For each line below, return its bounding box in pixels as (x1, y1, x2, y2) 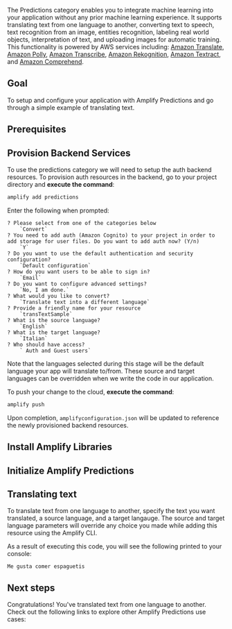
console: (7, 550, 33, 558)
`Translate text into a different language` (19, 299, 150, 305)
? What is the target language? (7, 329, 100, 336)
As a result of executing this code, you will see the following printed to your (7, 542, 222, 551)
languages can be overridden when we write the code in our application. (7, 374, 215, 383)
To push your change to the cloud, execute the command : (7, 387, 175, 396)
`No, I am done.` (19, 286, 70, 294)
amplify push (7, 401, 45, 408)
